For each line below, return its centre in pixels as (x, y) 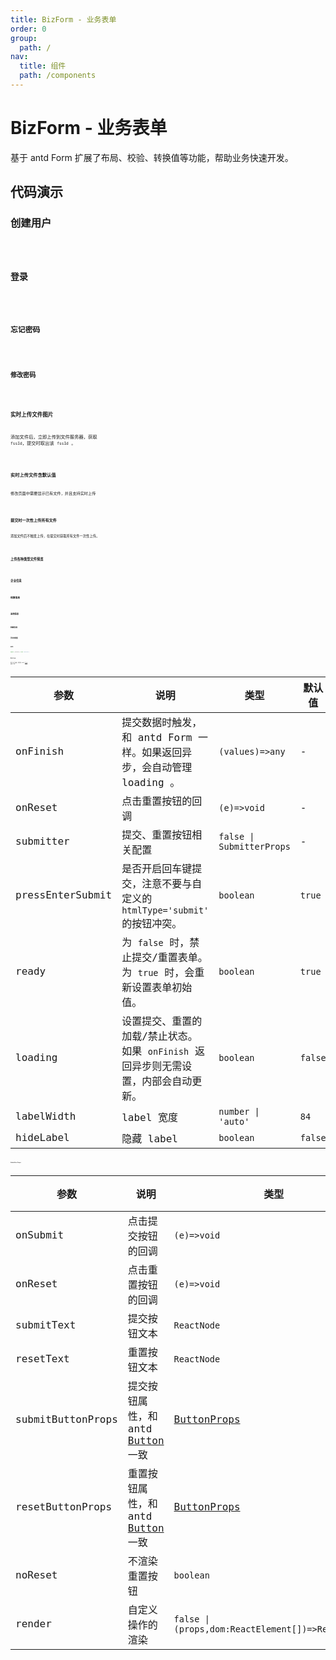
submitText (46, 1325)
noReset (36, 1575)
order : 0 (28, 29)
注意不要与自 (172, 883)
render (33, 1624)
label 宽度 (149, 1117)
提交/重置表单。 (169, 957)
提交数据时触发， (162, 722)
